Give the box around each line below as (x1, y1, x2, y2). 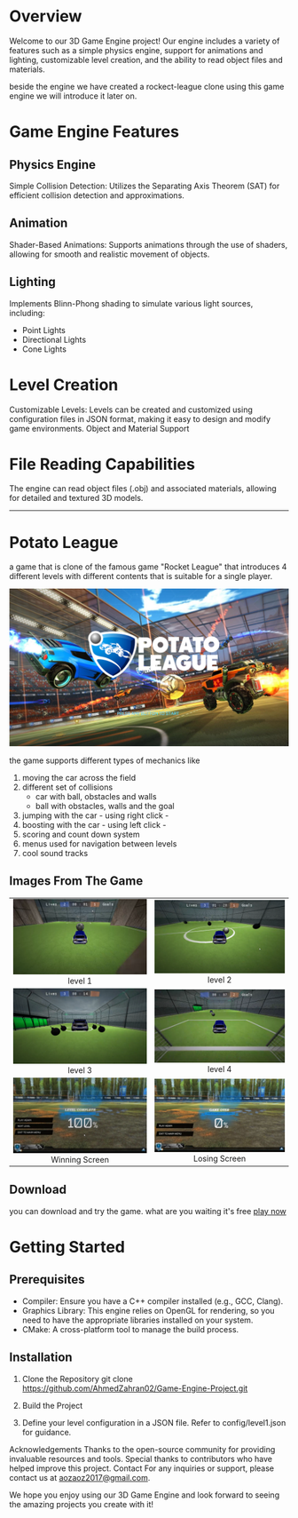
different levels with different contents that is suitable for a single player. (9, 571, 273, 582)
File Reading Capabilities (9, 454, 195, 474)
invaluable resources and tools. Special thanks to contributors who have (9, 1453, 273, 1464)
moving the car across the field (21, 772, 137, 783)
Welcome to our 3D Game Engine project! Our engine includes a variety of (9, 36, 280, 46)
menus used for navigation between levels (21, 838, 177, 849)
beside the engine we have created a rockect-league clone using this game (9, 81, 285, 91)
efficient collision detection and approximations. (9, 189, 184, 201)
